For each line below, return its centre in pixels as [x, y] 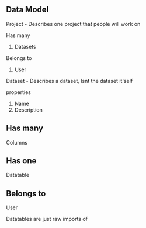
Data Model [27, 10]
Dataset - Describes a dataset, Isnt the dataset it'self [69, 81]
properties [18, 92]
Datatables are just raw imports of [47, 219]
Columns [17, 142]
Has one [21, 161]
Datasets [25, 46]
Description [28, 110]
